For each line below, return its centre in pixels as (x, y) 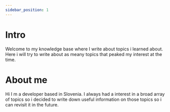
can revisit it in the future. (32, 104)
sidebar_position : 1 (27, 10)
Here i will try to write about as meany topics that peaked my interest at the (84, 54)
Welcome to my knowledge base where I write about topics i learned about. (84, 49)
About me (26, 80)
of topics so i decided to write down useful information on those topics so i (83, 99)
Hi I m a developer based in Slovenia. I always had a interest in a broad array (85, 94)
